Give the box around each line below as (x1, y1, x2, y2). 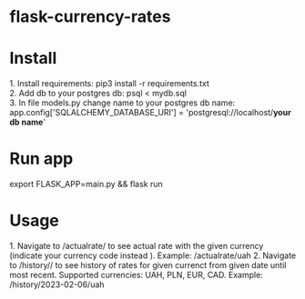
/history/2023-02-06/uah (9, 279, 105, 290)
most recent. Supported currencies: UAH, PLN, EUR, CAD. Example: (9, 270, 264, 280)
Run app (9, 148, 74, 169)
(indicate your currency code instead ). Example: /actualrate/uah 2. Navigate (9, 250, 297, 261)
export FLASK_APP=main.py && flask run (9, 179, 164, 190)
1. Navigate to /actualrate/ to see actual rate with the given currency (9, 241, 264, 251)
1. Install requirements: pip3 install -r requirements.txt (9, 78, 209, 89)
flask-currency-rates (9, 6, 171, 27)
